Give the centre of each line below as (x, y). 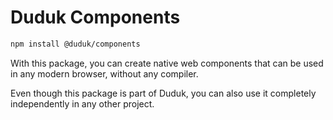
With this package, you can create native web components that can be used (167, 63)
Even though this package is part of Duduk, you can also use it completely (163, 93)
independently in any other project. (82, 103)
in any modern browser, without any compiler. (104, 73)
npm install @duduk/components (75, 44)
